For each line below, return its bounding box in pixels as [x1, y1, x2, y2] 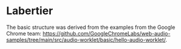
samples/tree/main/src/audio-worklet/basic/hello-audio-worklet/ [6, 36, 166, 43]
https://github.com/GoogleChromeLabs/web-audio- [43, 30, 171, 37]
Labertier [6, 4, 53, 18]
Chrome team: [6, 30, 42, 37]
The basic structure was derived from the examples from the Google [6, 24, 176, 31]
